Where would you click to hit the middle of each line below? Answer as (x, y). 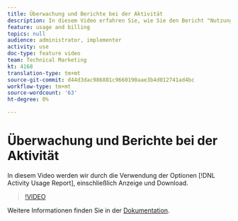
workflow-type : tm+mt (39, 86)
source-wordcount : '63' (42, 93)
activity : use (28, 47)
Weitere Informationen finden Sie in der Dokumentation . (89, 210)
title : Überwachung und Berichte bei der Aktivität (85, 14)
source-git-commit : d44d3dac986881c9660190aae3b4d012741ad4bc (101, 80)
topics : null (27, 34)
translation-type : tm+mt (44, 73)
